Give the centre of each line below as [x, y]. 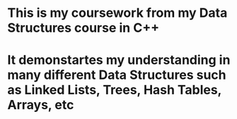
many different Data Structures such [117, 75]
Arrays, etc [41, 105]
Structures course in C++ [83, 28]
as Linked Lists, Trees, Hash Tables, [114, 90]
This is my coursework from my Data [117, 13]
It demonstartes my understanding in [119, 60]
